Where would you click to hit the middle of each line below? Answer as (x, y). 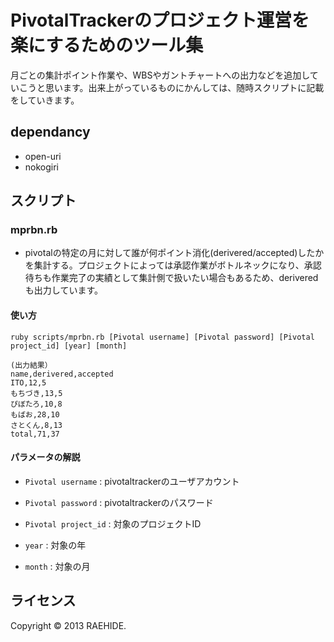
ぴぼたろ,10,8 (36, 404)
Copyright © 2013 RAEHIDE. (68, 625)
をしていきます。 (45, 100)
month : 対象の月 (57, 566)
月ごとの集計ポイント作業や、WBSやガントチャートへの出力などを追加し (160, 75)
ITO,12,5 (28, 382)
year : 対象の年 (55, 545)
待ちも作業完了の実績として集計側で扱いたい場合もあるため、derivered (171, 278)
